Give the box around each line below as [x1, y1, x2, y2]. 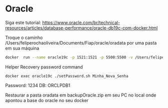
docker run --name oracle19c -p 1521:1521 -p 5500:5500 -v [5, 54, 133, 60]
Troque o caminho [5, 34, 43, 40]
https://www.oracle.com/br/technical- [42, 19, 120, 25]
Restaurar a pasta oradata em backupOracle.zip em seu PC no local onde [5, 92, 156, 98]
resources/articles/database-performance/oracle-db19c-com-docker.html [5, 24, 158, 30]
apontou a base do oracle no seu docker [5, 97, 89, 103]
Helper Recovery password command [5, 63, 83, 70]
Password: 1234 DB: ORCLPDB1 [5, 82, 70, 88]
